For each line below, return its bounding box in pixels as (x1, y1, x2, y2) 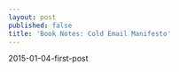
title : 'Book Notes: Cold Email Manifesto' (8, 29, 172, 38)
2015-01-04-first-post (8, 54, 89, 64)
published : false (8, 21, 73, 30)
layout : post (8, 12, 57, 22)
